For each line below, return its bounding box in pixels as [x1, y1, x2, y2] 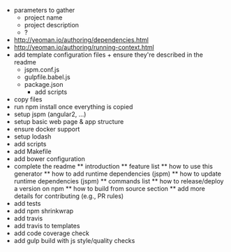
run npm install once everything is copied [13, 103, 133, 111]
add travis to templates [13, 222, 80, 230]
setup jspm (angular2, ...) [13, 110, 87, 118]
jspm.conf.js [24, 66, 60, 73]
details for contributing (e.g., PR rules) [13, 192, 124, 200]
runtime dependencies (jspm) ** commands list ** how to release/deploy [13, 177, 224, 185]
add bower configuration [13, 155, 85, 163]
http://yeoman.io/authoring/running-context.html [13, 43, 155, 51]
